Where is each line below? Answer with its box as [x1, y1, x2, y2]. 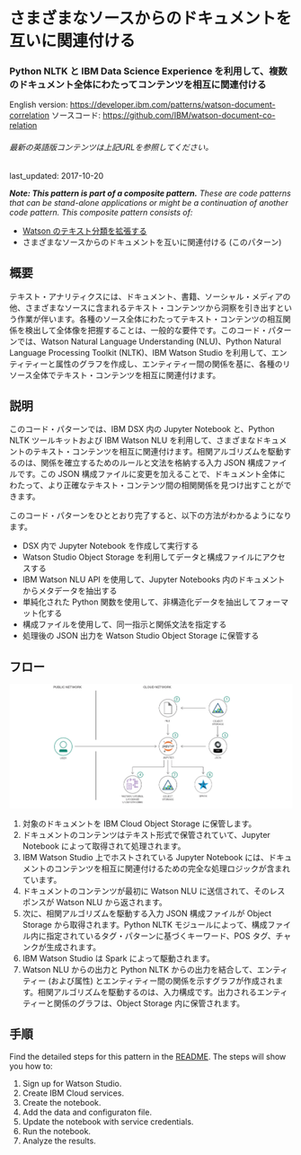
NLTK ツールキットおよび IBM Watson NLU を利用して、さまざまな [9, 435, 256, 445]
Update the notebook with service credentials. [22, 1115, 194, 1127]
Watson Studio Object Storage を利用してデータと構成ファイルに [22, 551, 262, 562]
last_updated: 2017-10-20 [9, 170, 104, 181]
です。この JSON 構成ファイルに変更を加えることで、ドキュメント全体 [16, 469, 279, 480]
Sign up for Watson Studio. [22, 1078, 122, 1089]
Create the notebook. [22, 1097, 102, 1107]
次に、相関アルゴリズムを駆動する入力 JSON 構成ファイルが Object [22, 908, 272, 919]
